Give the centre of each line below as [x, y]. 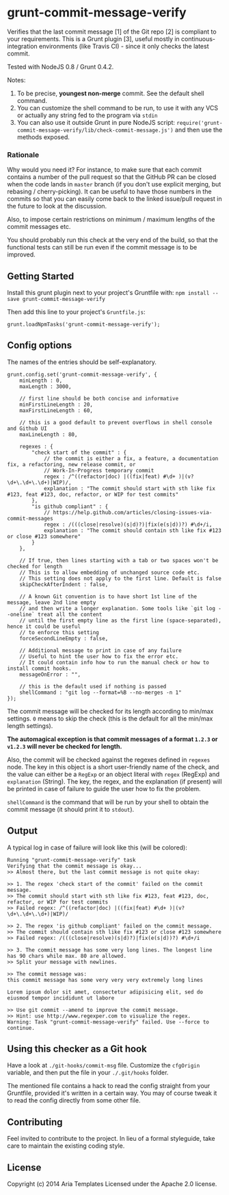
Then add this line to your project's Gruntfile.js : [76, 312]
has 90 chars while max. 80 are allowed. [67, 956]
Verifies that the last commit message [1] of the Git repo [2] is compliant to [112, 32]
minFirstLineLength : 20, [56, 405]
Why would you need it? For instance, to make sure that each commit [104, 170]
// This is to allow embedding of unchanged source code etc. [110, 572]
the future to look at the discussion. [57, 206]
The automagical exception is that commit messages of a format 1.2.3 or [112, 739]
